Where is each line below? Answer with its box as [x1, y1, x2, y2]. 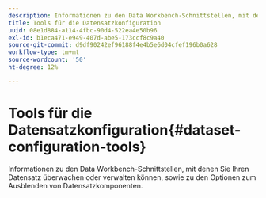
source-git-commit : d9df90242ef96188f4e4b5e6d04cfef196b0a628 [8, 41, 218, 49]
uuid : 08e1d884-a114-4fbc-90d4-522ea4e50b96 [8, 26, 158, 34]
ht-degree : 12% [8, 63, 59, 71]
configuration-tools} [8, 138, 146, 155]
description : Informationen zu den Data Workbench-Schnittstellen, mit [8, 11, 249, 20]
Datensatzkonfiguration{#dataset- [8, 120, 241, 139]
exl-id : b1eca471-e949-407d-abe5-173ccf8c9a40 [8, 33, 165, 42]
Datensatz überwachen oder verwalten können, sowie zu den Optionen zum [8, 172, 256, 182]
